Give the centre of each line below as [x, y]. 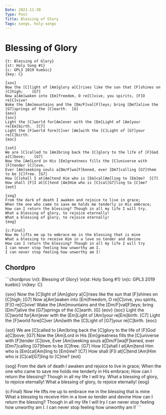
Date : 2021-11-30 [23, 10]
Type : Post [16, 14]
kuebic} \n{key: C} [24, 285]
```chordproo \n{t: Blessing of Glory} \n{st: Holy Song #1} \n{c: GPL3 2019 [80, 279]
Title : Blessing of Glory [32, 19]
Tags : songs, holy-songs [31, 24]
